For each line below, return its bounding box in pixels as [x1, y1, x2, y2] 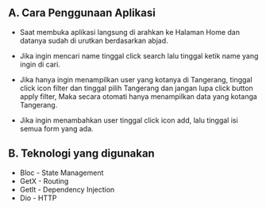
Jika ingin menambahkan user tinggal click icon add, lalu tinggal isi [19, 115, 238, 125]
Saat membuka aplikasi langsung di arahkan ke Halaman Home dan [19, 27, 241, 36]
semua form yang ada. [19, 123, 94, 133]
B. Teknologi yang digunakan [8, 146, 155, 161]
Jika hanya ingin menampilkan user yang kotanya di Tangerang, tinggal [19, 74, 253, 84]
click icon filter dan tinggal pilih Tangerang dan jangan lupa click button [19, 83, 254, 93]
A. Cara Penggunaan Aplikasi [8, 6, 156, 20]
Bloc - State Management [19, 168, 104, 177]
